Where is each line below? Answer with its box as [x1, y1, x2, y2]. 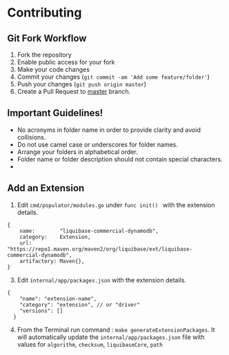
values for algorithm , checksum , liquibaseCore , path [17, 340, 163, 348]
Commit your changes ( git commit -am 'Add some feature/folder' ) [17, 73, 210, 81]
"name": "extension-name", [19, 295, 97, 302]
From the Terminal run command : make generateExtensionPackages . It [17, 325, 215, 334]
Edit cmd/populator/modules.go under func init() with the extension [17, 200, 215, 209]
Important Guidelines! [7, 107, 103, 119]
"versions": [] [19, 307, 63, 314]
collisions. [17, 133, 46, 141]
